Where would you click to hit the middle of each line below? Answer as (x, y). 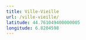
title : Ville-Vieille (33, 11)
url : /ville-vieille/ (33, 17)
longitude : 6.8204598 (33, 28)
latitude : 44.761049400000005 (43, 22)
